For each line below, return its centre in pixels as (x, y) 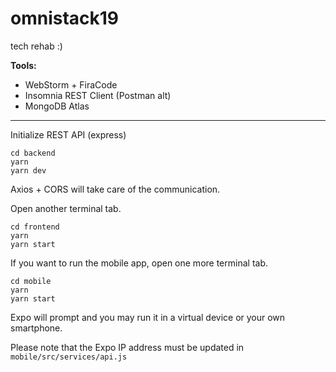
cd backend (33, 153)
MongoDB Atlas (57, 106)
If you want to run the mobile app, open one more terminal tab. (139, 263)
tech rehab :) (36, 46)
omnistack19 (65, 18)
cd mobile (31, 281)
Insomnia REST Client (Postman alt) (98, 95)
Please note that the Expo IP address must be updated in (127, 347)
